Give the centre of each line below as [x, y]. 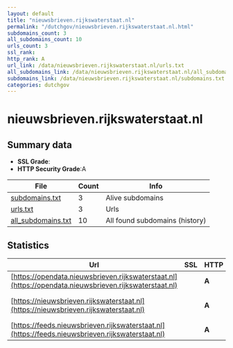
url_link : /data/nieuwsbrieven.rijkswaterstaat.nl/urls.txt [96, 65]
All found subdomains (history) [156, 221]
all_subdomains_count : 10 [44, 40]
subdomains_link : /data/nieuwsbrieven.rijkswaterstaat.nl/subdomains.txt [116, 78]
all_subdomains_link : [38, 72]
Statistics [28, 245]
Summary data [40, 144]
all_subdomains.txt [41, 221]
